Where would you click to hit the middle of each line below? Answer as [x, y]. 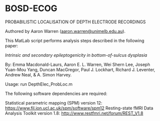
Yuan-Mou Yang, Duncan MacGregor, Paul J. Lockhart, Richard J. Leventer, [80, 69]
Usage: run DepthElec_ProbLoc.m [39, 84]
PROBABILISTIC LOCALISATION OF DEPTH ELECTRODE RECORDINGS [76, 22]
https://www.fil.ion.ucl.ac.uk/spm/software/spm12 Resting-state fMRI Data [79, 108]
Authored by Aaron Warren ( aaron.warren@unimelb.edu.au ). [65, 31]
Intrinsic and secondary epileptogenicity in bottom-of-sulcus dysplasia [76, 55]
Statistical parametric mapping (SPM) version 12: [54, 103]
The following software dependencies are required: [56, 93]
